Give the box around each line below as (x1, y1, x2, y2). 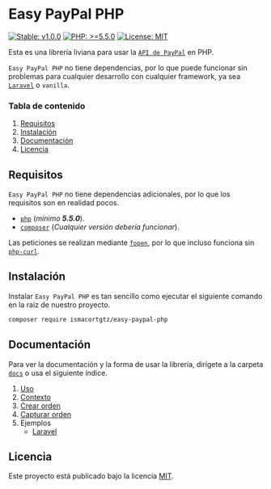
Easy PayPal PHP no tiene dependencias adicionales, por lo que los (8, 189, 231, 199)
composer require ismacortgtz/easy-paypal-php (8, 315, 168, 323)
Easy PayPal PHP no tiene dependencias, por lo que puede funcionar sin (8, 62, 248, 73)
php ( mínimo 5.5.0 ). (19, 213, 85, 223)
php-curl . (8, 247, 40, 256)
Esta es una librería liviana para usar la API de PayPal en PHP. (8, 47, 214, 57)
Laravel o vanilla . (8, 80, 70, 90)
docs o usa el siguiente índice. (8, 368, 108, 377)
